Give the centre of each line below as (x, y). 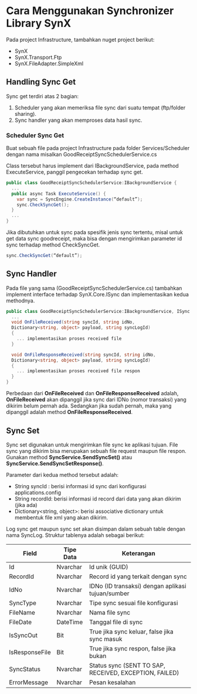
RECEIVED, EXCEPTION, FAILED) (134, 673)
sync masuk (106, 639)
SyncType (23, 603)
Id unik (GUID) (109, 567)
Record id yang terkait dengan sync (138, 576)
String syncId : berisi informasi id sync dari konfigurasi (80, 486)
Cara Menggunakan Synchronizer (90, 11)
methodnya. (21, 301)
